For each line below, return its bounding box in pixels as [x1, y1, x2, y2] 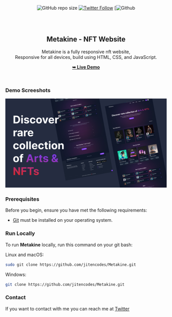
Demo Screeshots [5, 87, 51, 94]
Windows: [5, 271, 27, 278]
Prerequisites [5, 196, 39, 203]
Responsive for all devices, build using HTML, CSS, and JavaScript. [15, 54, 157, 60]
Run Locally [5, 230, 35, 237]
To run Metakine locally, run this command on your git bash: [5, 241, 133, 248]
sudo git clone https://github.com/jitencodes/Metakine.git [5, 262, 137, 267]
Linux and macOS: [5, 251, 44, 258]
